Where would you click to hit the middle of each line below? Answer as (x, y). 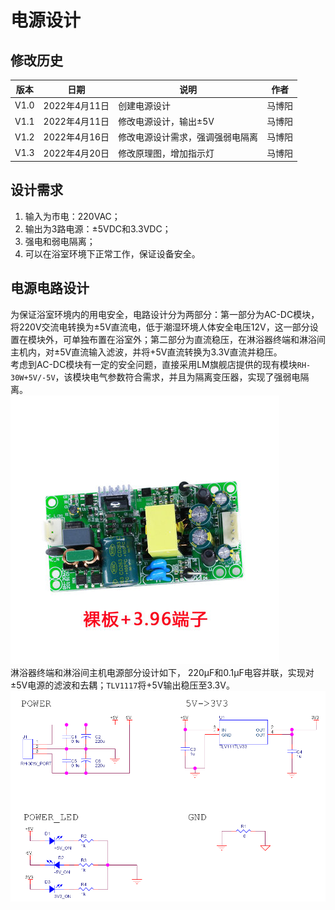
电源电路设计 (50, 288)
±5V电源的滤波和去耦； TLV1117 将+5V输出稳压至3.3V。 (122, 685)
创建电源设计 (145, 105)
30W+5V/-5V (33, 377)
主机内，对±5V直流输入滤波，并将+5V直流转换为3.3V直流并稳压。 (146, 352)
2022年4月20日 (76, 153)
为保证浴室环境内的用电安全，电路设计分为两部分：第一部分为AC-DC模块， (165, 314)
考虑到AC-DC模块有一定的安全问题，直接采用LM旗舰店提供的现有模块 (154, 364)
